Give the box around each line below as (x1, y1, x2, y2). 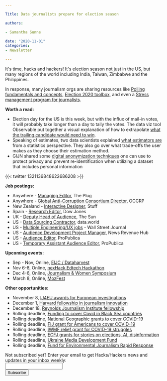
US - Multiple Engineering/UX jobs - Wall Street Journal (12, 225, 126, 230)
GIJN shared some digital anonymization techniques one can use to (12, 153, 151, 159)
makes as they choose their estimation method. (12, 148, 110, 153)
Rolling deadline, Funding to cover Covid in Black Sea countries (12, 311, 143, 316)
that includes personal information (12, 164, 83, 169)
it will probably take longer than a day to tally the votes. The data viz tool (12, 122, 162, 127)
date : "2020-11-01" (5, 38, 46, 44)
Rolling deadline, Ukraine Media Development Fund (12, 337, 118, 343)
